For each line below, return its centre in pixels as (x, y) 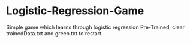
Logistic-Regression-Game (75, 11)
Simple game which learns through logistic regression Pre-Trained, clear (95, 27)
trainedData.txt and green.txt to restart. (55, 33)
